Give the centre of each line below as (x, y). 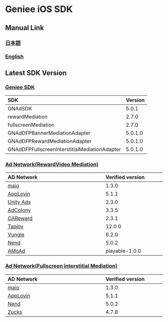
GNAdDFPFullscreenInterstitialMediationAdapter (64, 149)
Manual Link (24, 28)
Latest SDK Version (36, 73)
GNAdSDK (20, 109)
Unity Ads (19, 202)
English (14, 57)
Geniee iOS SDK (39, 9)
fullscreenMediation (31, 125)
